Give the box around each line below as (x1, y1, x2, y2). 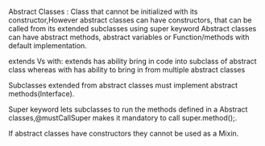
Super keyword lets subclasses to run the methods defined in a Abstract (8, 104, 248, 114)
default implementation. (8, 41, 87, 51)
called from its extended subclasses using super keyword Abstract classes (8, 24, 257, 33)
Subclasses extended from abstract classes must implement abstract (8, 80, 238, 90)
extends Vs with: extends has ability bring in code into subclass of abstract (8, 56, 257, 66)
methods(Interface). (8, 89, 75, 99)
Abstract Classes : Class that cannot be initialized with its (8, 7, 198, 16)
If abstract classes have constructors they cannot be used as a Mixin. (8, 128, 239, 138)
